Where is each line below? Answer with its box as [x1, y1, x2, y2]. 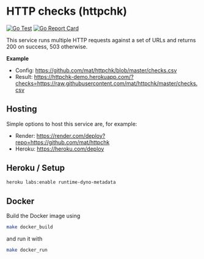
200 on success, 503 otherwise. [6, 43, 88, 50]
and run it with [6, 235, 43, 242]
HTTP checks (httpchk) [6, 4, 127, 18]
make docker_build [6, 224, 53, 230]
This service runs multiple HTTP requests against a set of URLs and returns [6, 36, 197, 43]
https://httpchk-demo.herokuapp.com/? [34, 73, 134, 80]
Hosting [6, 104, 38, 114]
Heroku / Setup [6, 163, 65, 173]
